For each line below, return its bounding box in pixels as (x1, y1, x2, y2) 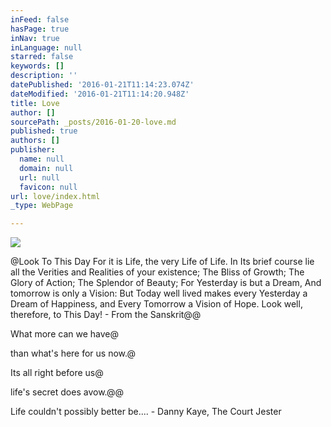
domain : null (19, 163, 74, 173)
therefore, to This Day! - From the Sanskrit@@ (10, 309, 202, 321)
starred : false (10, 52, 74, 62)
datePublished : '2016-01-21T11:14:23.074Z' (10, 80, 195, 90)
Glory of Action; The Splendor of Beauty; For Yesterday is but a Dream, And (10, 277, 322, 289)
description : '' (10, 71, 78, 81)
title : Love (10, 98, 60, 108)
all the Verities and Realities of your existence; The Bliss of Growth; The (10, 266, 305, 278)
